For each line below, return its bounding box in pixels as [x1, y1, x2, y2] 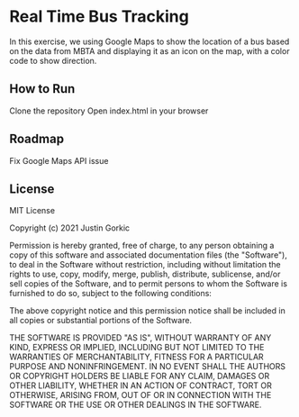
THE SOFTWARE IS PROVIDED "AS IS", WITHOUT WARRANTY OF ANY [9, 332, 272, 343]
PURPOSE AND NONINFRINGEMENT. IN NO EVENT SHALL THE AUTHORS [9, 361, 286, 372]
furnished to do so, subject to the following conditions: [9, 288, 212, 299]
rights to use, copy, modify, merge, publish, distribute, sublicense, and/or [9, 268, 281, 280]
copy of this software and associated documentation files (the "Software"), [9, 249, 288, 260]
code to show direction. [9, 55, 97, 66]
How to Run [9, 81, 76, 96]
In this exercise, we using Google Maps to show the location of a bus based [9, 36, 290, 47]
